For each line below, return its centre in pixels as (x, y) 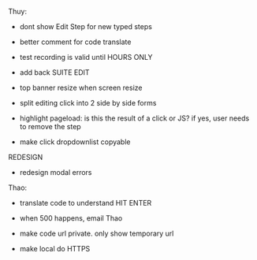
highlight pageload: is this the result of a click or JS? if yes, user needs (134, 118)
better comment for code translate (75, 42)
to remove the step (50, 126)
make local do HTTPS (55, 249)
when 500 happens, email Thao (71, 218)
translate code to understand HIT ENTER (86, 203)
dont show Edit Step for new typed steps (86, 26)
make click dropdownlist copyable (75, 142)
